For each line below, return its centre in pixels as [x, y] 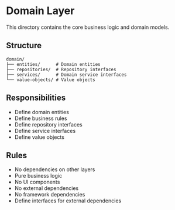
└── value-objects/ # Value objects [51, 80]
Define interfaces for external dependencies [68, 201]
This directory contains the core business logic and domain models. [88, 27]
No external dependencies [47, 188]
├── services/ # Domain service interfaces [66, 75]
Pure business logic [38, 176]
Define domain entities [42, 112]
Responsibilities [36, 98]
